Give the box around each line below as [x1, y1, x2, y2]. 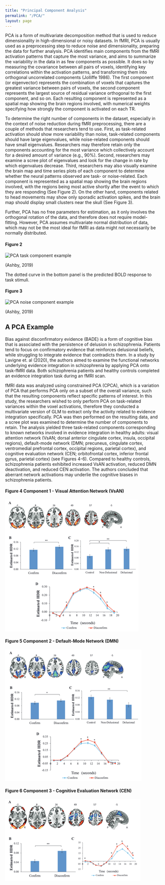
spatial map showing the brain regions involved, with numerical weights [5, 101, 150, 107]
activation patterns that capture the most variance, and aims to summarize [5, 53, 156, 59]
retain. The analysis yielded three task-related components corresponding [5, 424, 156, 430]
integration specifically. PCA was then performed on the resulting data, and [5, 414, 158, 420]
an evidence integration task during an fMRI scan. [5, 373, 106, 379]
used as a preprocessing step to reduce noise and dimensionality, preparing [5, 43, 160, 49]
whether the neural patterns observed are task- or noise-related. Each [5, 173, 148, 179]
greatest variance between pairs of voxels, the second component [5, 85, 140, 91]
